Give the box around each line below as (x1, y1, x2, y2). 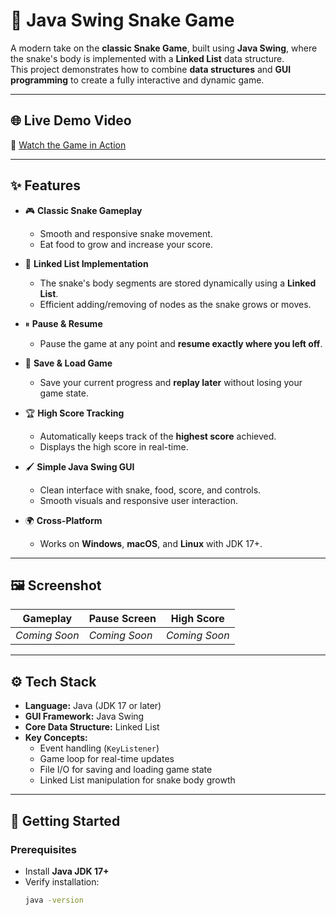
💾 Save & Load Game (24, 357, 113, 369)
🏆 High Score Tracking (24, 407, 125, 419)
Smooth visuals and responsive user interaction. (39, 494, 238, 506)
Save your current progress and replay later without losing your (39, 376, 303, 388)
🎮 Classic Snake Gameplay (24, 204, 143, 216)
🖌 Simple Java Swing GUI (24, 460, 135, 473)
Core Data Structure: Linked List (24, 721, 160, 733)
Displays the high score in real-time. (39, 440, 189, 453)
